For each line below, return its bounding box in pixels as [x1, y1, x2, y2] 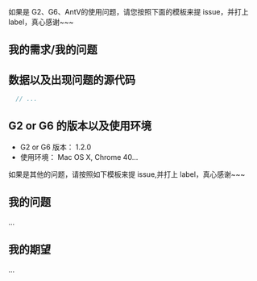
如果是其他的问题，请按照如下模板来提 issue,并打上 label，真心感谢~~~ [8, 169, 246, 179]
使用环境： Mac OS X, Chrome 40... [19, 152, 139, 161]
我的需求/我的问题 [8, 43, 98, 57]
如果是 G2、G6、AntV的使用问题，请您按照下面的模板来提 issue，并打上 [8, 7, 249, 16]
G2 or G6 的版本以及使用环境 [8, 120, 151, 133]
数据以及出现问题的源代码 [8, 73, 135, 86]
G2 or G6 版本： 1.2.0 [19, 142, 92, 152]
